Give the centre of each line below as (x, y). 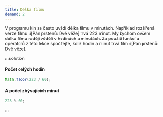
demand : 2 (15, 14)
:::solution (15, 58)
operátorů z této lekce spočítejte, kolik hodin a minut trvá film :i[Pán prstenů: (82, 43)
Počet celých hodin (25, 69)
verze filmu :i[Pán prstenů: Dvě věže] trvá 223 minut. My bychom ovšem (78, 33)
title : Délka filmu (25, 10)
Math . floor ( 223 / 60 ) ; (28, 79)
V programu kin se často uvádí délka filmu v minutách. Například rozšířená (80, 28)
